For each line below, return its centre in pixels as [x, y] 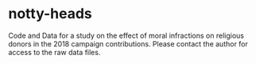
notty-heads [50, 14]
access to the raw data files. [54, 52]
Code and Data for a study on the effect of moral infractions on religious [126, 35]
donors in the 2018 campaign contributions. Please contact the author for [128, 43]
